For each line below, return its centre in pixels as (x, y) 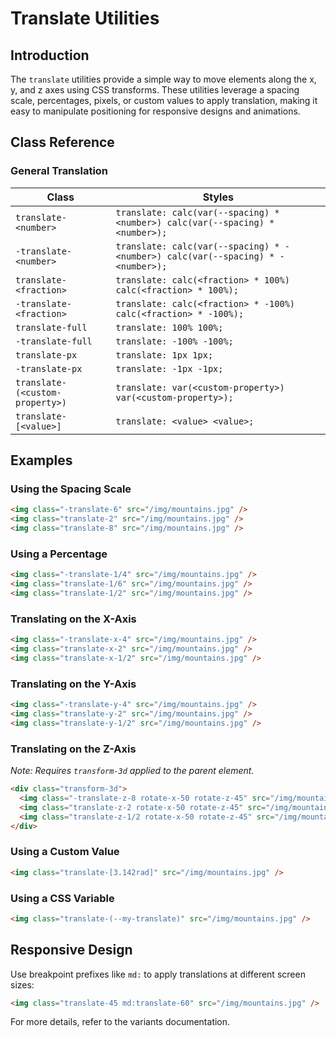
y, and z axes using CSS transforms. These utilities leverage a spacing (155, 90)
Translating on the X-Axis (73, 619)
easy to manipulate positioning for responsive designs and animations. (155, 111)
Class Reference (62, 142)
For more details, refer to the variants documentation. (120, 1022)
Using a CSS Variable (62, 898)
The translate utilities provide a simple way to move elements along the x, (163, 79)
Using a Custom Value (65, 852)
